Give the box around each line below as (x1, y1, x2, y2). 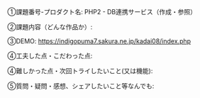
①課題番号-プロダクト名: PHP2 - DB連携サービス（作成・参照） (7, 8, 197, 16)
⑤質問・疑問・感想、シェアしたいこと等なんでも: (7, 82, 155, 90)
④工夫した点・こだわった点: (7, 52, 93, 60)
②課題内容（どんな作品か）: (7, 23, 93, 31)
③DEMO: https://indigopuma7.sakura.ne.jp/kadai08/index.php (7, 37, 191, 45)
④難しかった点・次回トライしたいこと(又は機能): (7, 67, 153, 75)
